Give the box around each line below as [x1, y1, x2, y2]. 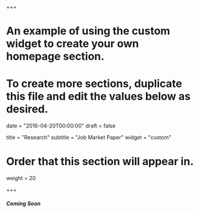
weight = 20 [6, 175, 36, 182]
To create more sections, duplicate [6, 77, 182, 90]
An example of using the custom [6, 25, 170, 38]
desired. [6, 102, 48, 116]
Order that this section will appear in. [6, 155, 194, 168]
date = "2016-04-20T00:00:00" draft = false [6, 122, 116, 129]
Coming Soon [6, 200, 41, 207]
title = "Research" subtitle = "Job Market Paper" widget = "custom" [6, 134, 172, 141]
